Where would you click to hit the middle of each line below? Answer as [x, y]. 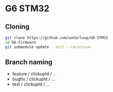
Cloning [17, 27]
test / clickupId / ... [31, 84]
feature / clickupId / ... [34, 74]
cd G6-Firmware [21, 42]
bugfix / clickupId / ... [34, 79]
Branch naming [29, 62]
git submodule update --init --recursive [48, 47]
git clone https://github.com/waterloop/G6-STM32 [57, 38]
